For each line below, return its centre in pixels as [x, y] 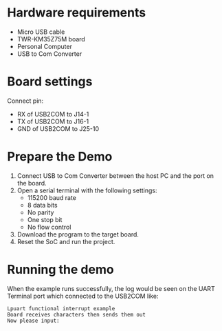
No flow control [49, 227]
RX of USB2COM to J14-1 [53, 114]
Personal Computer [44, 46]
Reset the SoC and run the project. [66, 241]
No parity [41, 212]
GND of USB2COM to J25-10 [58, 128]
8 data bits [42, 205]
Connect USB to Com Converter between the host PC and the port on [115, 175]
